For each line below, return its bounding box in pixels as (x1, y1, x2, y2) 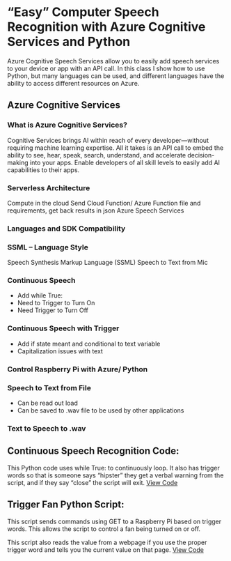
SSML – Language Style (7, 242, 88, 252)
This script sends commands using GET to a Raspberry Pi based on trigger (7, 517, 222, 525)
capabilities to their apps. (7, 165, 80, 174)
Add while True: (17, 291, 63, 300)
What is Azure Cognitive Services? (7, 120, 127, 130)
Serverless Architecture (7, 183, 90, 192)
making (7, 158, 29, 167)
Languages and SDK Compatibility (7, 224, 126, 233)
